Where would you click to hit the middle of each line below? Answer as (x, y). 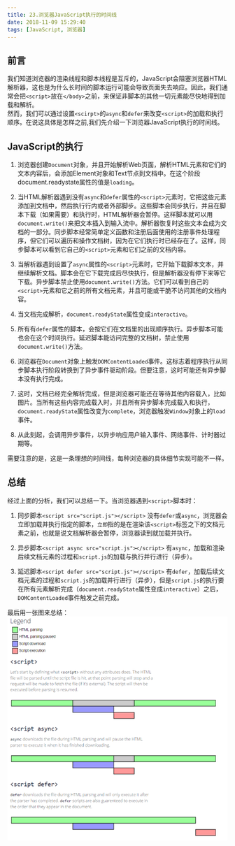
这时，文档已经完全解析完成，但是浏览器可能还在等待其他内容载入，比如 (121, 394)
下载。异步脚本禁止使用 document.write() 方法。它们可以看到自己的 (113, 282)
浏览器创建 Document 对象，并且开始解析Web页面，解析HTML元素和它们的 (122, 165)
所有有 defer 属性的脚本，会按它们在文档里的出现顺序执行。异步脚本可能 (120, 329)
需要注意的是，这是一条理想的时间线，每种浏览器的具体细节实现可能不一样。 (117, 458)
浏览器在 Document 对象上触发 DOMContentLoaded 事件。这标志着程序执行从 (119, 361)
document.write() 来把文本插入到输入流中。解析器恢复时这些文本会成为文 (122, 223)
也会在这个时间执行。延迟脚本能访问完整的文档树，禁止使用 (103, 338)
